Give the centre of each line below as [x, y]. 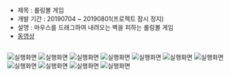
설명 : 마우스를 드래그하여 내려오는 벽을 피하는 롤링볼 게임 [95, 27]
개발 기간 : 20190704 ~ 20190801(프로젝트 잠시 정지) [91, 19]
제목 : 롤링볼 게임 [40, 10]
